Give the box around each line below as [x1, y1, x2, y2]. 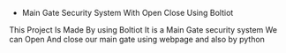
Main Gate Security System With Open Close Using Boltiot [21, 8, 234, 18]
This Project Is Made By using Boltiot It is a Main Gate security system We [9, 25, 278, 34]
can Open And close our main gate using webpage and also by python [9, 34, 265, 44]
